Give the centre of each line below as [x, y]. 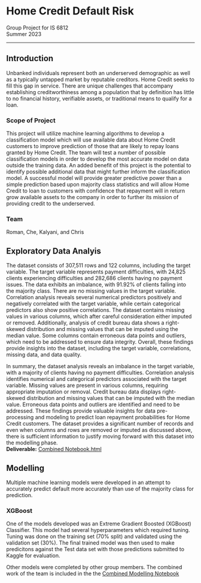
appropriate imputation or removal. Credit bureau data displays [84, 392]
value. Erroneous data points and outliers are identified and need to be [93, 405]
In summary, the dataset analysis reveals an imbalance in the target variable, [100, 366]
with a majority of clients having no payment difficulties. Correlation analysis [100, 372]
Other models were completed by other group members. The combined [94, 567]
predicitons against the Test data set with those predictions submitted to [95, 549]
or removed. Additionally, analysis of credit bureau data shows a [85, 323]
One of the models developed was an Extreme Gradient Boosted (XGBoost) [99, 524]
